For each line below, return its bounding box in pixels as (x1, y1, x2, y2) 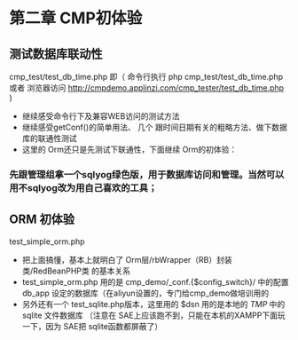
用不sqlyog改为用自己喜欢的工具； (9, 181, 158, 194)
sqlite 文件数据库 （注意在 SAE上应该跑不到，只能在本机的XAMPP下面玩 (21, 310, 286, 320)
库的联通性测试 (21, 133, 77, 143)
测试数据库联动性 (9, 46, 103, 61)
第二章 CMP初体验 (9, 8, 143, 28)
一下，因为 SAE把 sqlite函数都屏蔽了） (21, 320, 163, 331)
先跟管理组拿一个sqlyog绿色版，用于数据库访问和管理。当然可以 (9, 168, 285, 180)
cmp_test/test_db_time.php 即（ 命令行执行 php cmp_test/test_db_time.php (9, 72, 284, 82)
